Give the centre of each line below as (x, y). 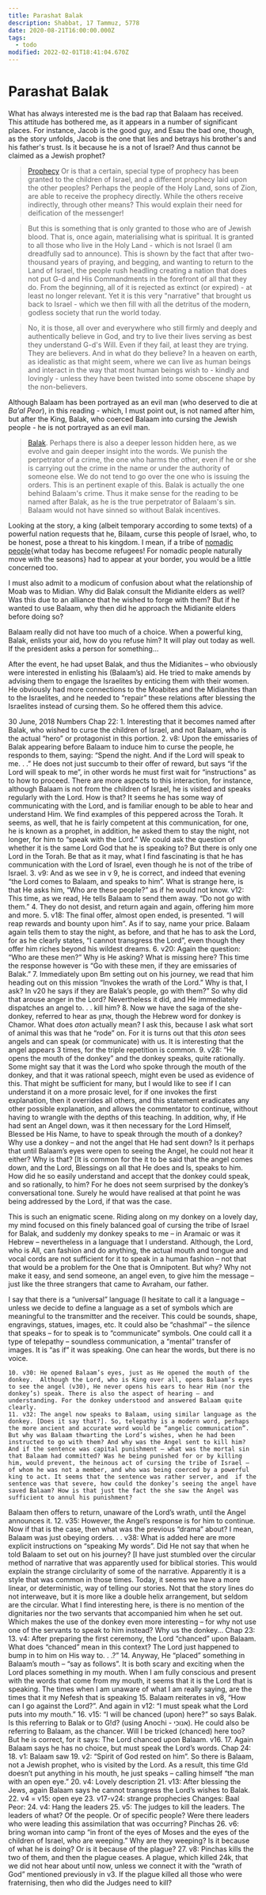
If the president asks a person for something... (84, 648)
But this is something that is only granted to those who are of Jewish (139, 228)
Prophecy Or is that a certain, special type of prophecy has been (133, 170)
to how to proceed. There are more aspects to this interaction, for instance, (131, 780)
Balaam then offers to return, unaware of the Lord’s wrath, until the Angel (127, 1512)
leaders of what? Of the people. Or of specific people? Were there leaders (129, 1815)
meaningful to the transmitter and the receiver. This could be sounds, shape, (133, 1316)
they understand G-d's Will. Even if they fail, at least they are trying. (138, 345)
